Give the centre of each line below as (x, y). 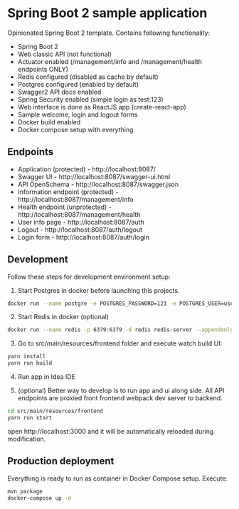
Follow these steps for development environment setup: (89, 277)
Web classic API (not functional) (65, 54)
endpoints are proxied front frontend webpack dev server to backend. (120, 398)
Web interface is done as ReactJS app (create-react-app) (102, 107)
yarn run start (30, 417)
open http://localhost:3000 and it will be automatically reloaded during (111, 431)
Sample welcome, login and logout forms (78, 114)
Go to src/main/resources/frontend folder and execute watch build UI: (120, 343)
